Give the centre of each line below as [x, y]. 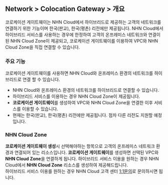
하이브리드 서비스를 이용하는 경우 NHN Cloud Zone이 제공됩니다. [76, 96]
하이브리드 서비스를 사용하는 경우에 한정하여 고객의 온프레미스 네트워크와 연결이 [83, 35]
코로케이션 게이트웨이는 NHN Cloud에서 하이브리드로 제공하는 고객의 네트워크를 [83, 22]
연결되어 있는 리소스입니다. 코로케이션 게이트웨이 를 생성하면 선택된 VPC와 [87, 152]
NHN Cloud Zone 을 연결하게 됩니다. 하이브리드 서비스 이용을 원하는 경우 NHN [82, 159]
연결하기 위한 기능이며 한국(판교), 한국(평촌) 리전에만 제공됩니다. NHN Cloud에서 [84, 28]
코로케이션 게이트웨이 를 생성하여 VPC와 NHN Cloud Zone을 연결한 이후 [82, 103]
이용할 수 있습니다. [40, 109]
